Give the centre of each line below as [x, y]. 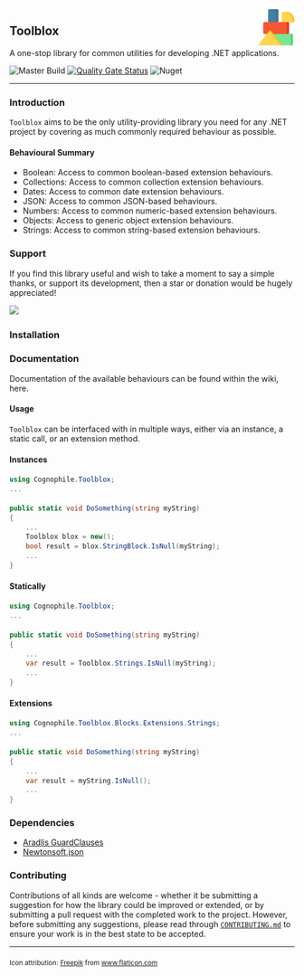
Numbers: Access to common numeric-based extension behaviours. [150, 211]
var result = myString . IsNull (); [89, 781]
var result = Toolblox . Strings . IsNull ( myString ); [121, 663]
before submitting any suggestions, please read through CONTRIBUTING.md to [150, 924]
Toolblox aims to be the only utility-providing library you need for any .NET [148, 122]
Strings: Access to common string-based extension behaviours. [141, 230]
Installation [35, 335]
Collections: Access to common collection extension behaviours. [143, 182]
